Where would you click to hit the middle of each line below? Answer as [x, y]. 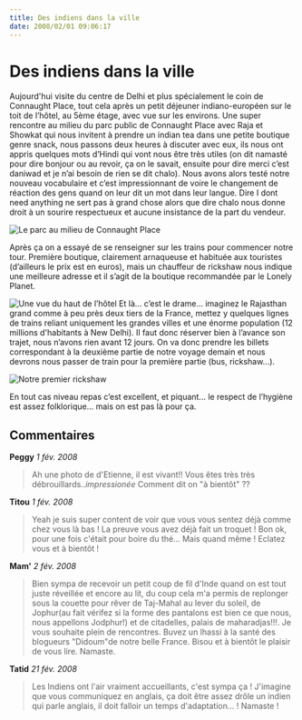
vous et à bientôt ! [65, 549]
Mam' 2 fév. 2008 [43, 566]
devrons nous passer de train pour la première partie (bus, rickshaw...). [142, 362]
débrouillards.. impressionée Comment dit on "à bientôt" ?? [141, 485]
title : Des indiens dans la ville [75, 18]
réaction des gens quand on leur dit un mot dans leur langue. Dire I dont [144, 193]
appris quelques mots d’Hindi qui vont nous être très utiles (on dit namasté [149, 155]
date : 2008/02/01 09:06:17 [60, 26]
